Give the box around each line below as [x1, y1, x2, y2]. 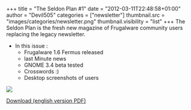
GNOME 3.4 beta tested [23, 61, 83, 69]
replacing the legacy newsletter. [6, 31, 86, 38]
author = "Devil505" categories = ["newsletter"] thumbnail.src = [6, 11, 165, 19]
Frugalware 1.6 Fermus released [23, 49, 104, 56]
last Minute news [23, 55, 66, 62]
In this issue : [14, 42, 48, 49]
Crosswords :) [23, 68, 59, 75]
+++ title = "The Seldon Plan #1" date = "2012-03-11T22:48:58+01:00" [6, 5, 181, 12]
